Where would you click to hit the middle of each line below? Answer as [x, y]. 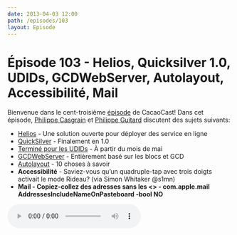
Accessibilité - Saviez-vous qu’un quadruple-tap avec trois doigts [115, 172]
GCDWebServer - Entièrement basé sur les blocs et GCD [101, 157]
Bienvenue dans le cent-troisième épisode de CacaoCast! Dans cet [106, 113]
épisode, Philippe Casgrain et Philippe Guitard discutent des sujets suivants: [119, 120]
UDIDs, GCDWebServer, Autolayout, [116, 77]
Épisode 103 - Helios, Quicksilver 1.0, [119, 62]
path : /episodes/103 [38, 21]
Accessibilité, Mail [63, 93]
